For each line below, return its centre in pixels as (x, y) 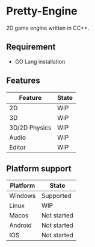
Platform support (39, 169)
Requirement (31, 47)
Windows (23, 196)
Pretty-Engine (42, 11)
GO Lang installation (40, 61)
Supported (57, 196)
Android (20, 225)
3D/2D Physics (30, 127)
